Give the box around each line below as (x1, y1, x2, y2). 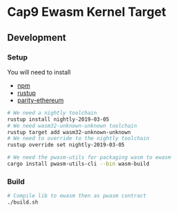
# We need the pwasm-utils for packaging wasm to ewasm (7, 154, 171, 161)
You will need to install (7, 68, 71, 76)
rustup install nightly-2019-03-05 (7, 115, 110, 123)
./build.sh (7, 199, 39, 206)
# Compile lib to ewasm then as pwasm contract (7, 193, 147, 200)
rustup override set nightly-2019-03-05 (7, 142, 126, 148)
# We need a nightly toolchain (7, 109, 97, 116)
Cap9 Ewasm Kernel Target (7, 4, 167, 20)
